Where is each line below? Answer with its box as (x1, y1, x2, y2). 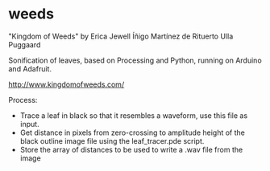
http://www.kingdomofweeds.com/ (8, 79, 125, 89)
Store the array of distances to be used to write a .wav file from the (19, 145, 243, 154)
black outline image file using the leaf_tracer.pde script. (19, 136, 205, 145)
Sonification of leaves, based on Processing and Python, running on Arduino (8, 55, 262, 65)
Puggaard (8, 39, 41, 49)
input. (19, 119, 39, 128)
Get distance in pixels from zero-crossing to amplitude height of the (19, 128, 246, 137)
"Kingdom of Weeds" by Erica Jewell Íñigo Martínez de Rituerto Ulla (8, 31, 234, 41)
